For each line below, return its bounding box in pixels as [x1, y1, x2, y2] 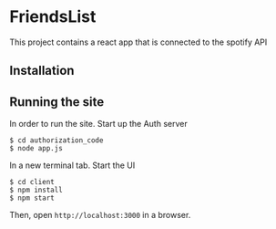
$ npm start [9, 193, 55, 203]
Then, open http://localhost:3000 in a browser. [9, 210, 191, 221]
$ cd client [9, 178, 55, 187]
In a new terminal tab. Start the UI [9, 160, 136, 171]
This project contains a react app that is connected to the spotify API [9, 36, 268, 47]
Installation [9, 63, 75, 78]
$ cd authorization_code [9, 136, 104, 145]
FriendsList [9, 6, 97, 27]
